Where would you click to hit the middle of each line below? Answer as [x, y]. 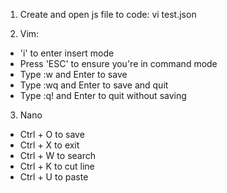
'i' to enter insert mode [67, 53]
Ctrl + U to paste [54, 177]
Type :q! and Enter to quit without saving [103, 95]
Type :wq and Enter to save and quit [94, 85]
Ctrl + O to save [52, 134]
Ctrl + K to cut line [57, 166]
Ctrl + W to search [57, 155]
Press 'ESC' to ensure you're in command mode [118, 63]
